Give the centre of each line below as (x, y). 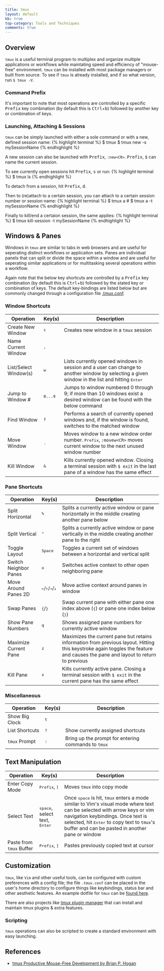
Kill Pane (18, 675)
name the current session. (31, 162)
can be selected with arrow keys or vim (109, 810)
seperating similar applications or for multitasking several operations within (81, 263)
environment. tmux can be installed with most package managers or (84, 69)
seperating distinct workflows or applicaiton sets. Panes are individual (75, 253)
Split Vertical (22, 534)
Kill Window (21, 466)
